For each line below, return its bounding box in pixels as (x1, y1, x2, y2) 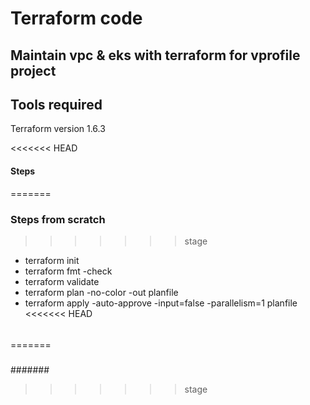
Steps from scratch (10, 212, 106, 226)
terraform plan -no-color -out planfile (24, 286, 179, 298)
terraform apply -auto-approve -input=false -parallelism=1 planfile (24, 297, 298, 309)
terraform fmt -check (24, 265, 113, 277)
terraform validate (24, 275, 100, 287)
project (10, 62, 57, 79)
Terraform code (10, 7, 143, 30)
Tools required (10, 96, 103, 113)
